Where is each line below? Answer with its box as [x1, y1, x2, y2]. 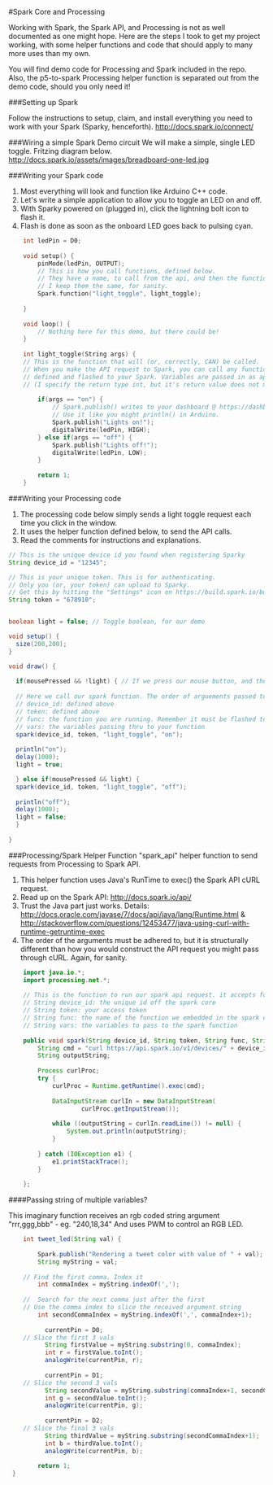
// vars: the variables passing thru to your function [15, 723, 206, 731]
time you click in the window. [19, 518, 118, 527]
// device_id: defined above [15, 700, 115, 708]
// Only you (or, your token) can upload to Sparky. [8, 581, 191, 589]
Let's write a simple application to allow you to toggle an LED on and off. [19, 195, 262, 204]
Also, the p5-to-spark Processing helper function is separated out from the [8, 73, 260, 82]
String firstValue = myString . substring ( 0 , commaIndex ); [44, 1341, 242, 1349]
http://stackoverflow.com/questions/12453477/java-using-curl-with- [19, 918, 250, 928]
